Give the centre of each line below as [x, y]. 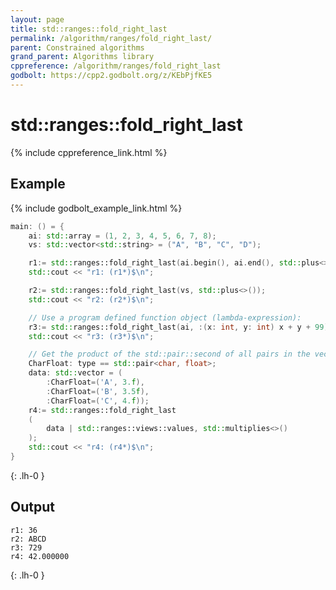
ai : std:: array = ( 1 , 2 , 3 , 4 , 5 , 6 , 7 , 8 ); [122, 236]
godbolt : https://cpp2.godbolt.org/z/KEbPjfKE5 [111, 76]
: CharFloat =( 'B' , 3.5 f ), [98, 391]
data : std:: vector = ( [75, 373]
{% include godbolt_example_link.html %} [96, 208]
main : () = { [37, 226]
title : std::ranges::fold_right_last [89, 29]
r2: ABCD [28, 539]
